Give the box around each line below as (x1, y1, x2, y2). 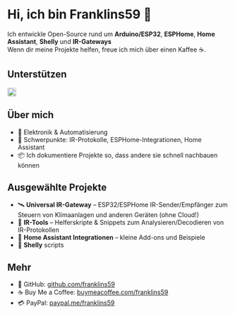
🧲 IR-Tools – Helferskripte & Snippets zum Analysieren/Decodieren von (17, 219, 224, 227)
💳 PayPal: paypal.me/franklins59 (17, 298, 115, 307)
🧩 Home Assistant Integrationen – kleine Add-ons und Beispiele (17, 233, 206, 242)
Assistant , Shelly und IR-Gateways (7, 37, 112, 45)
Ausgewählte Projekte (7, 181, 107, 193)
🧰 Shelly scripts (17, 240, 64, 250)
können (17, 161, 40, 169)
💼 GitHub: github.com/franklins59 (17, 280, 115, 289)
